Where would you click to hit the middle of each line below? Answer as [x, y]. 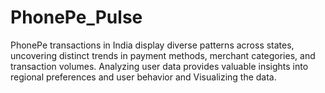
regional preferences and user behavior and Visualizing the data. [143, 77]
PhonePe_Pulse [76, 17]
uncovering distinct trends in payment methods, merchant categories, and [163, 55]
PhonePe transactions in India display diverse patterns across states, [152, 45]
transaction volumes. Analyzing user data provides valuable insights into [159, 66]
